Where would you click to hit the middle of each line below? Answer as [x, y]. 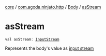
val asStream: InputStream [32, 39]
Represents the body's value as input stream [50, 48]
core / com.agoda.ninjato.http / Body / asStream [53, 7]
